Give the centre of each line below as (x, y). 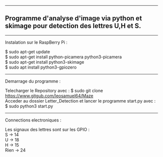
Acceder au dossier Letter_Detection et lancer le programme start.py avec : (81, 101)
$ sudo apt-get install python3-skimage (45, 62)
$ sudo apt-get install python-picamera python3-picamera (64, 57)
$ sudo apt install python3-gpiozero (41, 67)
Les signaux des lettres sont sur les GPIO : (47, 129)
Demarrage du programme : (33, 81)
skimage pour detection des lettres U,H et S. (73, 26)
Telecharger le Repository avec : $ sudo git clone (54, 90)
